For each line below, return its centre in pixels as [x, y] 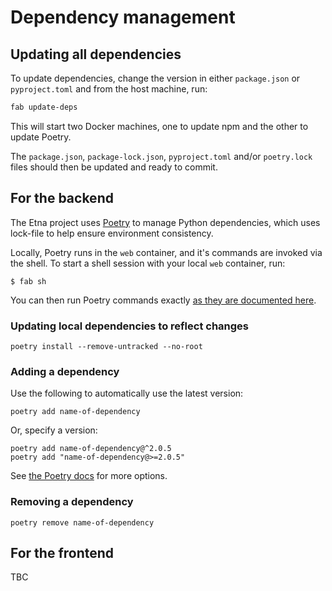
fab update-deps [44, 107]
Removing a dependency [72, 502]
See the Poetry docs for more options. [89, 476]
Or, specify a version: [54, 430]
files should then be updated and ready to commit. [114, 167]
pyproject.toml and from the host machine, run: [109, 89]
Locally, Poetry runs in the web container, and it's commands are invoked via [166, 252]
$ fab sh [28, 281]
